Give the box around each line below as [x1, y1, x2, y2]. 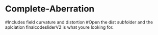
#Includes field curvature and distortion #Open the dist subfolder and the [5, 19, 153, 25]
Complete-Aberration [5, 3, 95, 14]
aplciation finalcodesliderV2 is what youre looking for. [5, 24, 114, 30]
